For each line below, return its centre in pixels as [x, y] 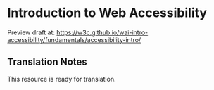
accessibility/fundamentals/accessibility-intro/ [74, 39]
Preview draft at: [31, 32]
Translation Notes [47, 62]
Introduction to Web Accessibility [107, 13]
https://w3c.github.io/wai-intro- [102, 32]
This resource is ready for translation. [62, 79]
